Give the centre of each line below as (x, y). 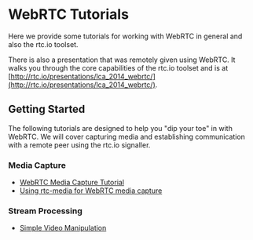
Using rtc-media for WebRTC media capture (91, 191)
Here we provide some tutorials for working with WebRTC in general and (125, 36)
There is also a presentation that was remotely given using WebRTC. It (122, 60)
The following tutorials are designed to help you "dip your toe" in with (121, 128)
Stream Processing (45, 211)
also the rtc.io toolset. (43, 44)
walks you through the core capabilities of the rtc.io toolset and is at (118, 67)
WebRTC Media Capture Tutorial (71, 183)
